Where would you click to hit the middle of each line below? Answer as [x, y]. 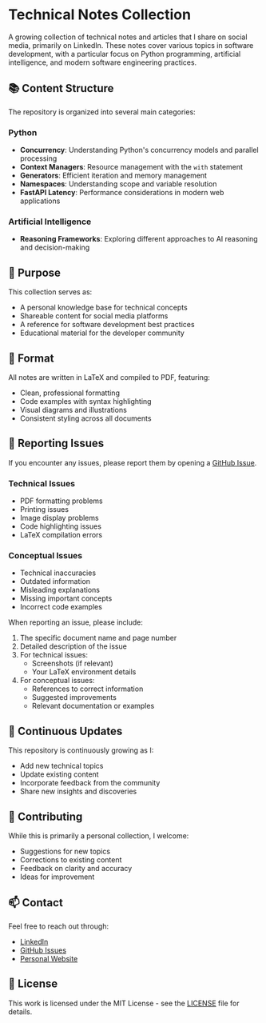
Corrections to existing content [71, 860]
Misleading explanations [60, 590]
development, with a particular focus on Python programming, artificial [125, 54]
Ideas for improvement [57, 877]
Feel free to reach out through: [59, 926]
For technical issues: [54, 655]
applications [40, 201]
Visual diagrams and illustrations [73, 410]
